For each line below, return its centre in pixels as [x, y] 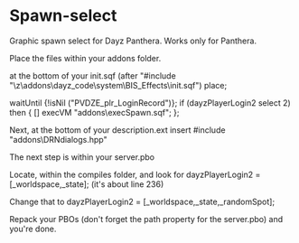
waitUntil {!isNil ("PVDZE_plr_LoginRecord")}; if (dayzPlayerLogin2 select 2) [150, 103]
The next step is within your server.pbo [82, 157]
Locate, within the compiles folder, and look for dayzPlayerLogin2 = [135, 174]
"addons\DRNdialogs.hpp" [59, 139]
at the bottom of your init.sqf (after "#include [93, 75]
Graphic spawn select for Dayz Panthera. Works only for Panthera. [133, 41]
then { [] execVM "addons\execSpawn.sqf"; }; [94, 112]
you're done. [33, 229]
